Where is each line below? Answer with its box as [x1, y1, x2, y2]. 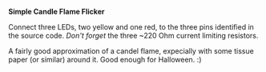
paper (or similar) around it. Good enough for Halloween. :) [8, 55, 202, 64]
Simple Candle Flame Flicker [8, 7, 105, 16]
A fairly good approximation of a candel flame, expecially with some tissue [8, 46, 254, 55]
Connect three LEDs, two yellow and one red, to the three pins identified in [8, 22, 255, 31]
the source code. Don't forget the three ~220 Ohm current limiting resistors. [8, 31, 259, 40]
